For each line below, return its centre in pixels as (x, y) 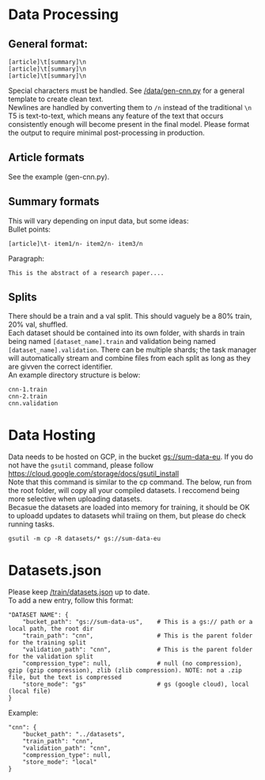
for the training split (47, 643)
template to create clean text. (56, 99)
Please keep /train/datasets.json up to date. (79, 592)
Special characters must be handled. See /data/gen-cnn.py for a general (127, 90)
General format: (48, 44)
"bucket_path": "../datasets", (74, 735)
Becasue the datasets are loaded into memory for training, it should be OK (129, 507)
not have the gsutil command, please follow (81, 465)
